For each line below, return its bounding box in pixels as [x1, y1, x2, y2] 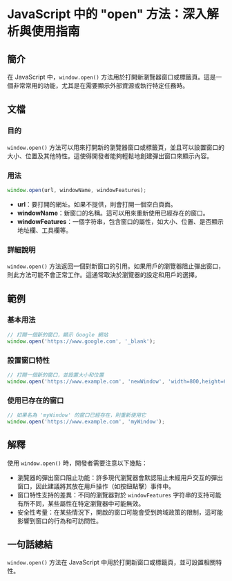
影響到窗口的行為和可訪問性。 [17, 516, 102, 525]
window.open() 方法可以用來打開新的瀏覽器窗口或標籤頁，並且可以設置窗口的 [7, 143, 225, 151]
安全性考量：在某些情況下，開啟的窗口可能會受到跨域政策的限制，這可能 [17, 508, 223, 516]
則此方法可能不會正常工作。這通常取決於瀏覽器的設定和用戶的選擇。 [7, 271, 201, 279]
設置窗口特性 [7, 355, 50, 365]
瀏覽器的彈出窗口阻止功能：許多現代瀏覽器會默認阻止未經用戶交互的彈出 [17, 473, 223, 482]
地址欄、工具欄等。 [17, 226, 72, 234]
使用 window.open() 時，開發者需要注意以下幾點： [7, 459, 148, 467]
